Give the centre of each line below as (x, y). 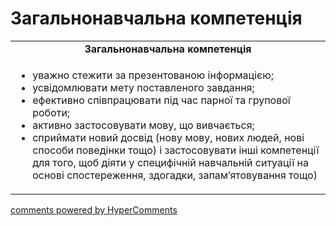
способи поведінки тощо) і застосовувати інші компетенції (176, 150)
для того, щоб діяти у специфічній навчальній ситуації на (171, 162)
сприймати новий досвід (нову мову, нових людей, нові (168, 137)
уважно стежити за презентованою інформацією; (153, 75)
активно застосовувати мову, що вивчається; (143, 125)
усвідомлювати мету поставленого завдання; (143, 87)
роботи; (51, 112)
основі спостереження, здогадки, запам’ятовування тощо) (175, 175)
